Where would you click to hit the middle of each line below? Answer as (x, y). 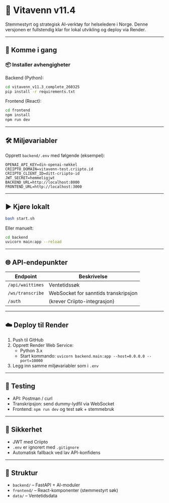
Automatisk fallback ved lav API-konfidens (56, 452)
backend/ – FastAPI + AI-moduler (46, 485)
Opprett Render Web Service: (43, 345)
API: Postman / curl (32, 398)
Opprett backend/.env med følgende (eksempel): (55, 155)
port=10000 (31, 361)
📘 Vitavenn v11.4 (40, 10)
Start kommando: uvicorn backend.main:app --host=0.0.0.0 (82, 356)
